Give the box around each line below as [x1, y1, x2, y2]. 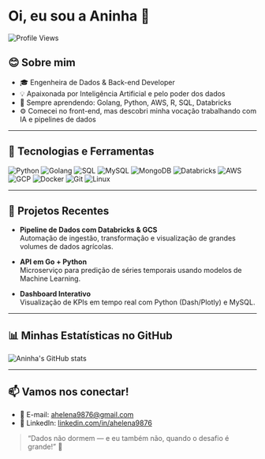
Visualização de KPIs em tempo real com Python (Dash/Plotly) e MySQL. [19, 297, 256, 307]
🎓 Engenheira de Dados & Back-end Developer [19, 77, 176, 87]
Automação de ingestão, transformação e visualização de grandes [19, 233, 237, 243]
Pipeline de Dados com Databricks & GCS [19, 225, 158, 235]
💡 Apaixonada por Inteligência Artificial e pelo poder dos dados [19, 88, 226, 98]
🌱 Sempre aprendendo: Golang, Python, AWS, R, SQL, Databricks [19, 98, 232, 107]
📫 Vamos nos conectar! [8, 385, 129, 398]
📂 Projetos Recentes [8, 204, 110, 218]
